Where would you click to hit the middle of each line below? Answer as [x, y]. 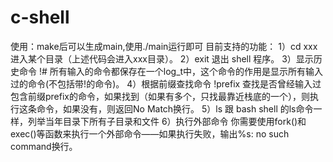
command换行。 [44, 146]
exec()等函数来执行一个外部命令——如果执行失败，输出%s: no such [150, 133]
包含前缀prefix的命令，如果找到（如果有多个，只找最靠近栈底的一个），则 [160, 96]
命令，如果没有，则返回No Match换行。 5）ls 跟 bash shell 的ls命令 [175, 108]
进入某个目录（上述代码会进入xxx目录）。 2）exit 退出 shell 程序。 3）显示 [162, 58]
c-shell [40, 17]
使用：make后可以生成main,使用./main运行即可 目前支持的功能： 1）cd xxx [164, 46]
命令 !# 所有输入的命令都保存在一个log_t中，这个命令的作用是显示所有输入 [171, 71]
